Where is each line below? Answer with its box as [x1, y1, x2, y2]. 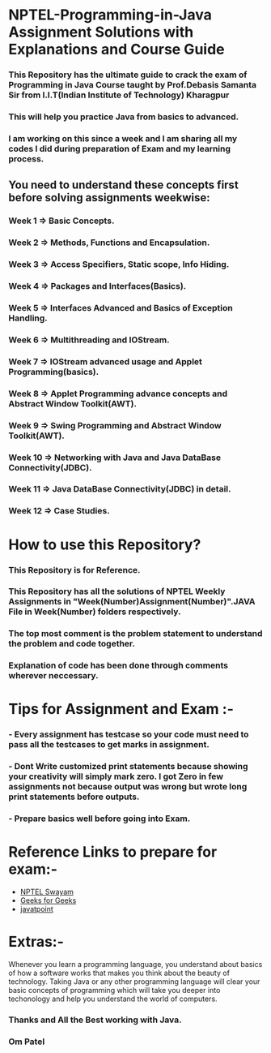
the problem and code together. [8, 638, 136, 650]
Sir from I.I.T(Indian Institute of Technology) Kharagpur [8, 89, 230, 101]
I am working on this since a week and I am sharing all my [8, 132, 238, 144]
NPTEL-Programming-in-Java [8, 6, 212, 24]
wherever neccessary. [8, 670, 99, 681]
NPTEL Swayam [19, 887, 74, 897]
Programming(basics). [8, 366, 100, 377]
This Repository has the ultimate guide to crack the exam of [8, 69, 248, 80]
